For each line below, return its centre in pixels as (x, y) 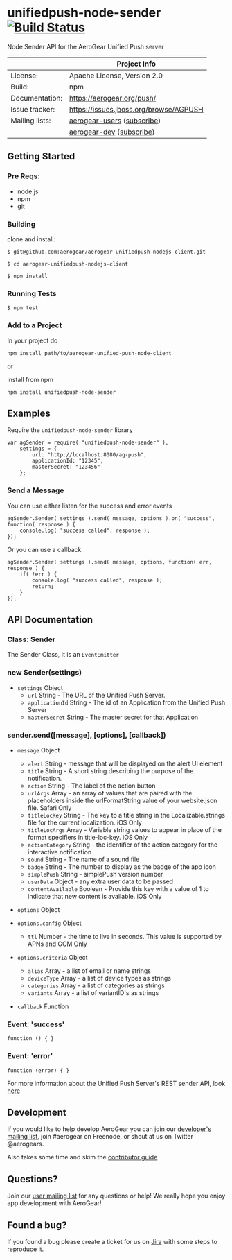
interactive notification (60, 852)
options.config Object (49, 923)
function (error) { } (38, 1070)
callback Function (43, 1006)
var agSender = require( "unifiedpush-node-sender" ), (88, 443)
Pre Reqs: (24, 176)
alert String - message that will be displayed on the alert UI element (125, 763)
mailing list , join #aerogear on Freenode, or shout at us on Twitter (100, 1137)
